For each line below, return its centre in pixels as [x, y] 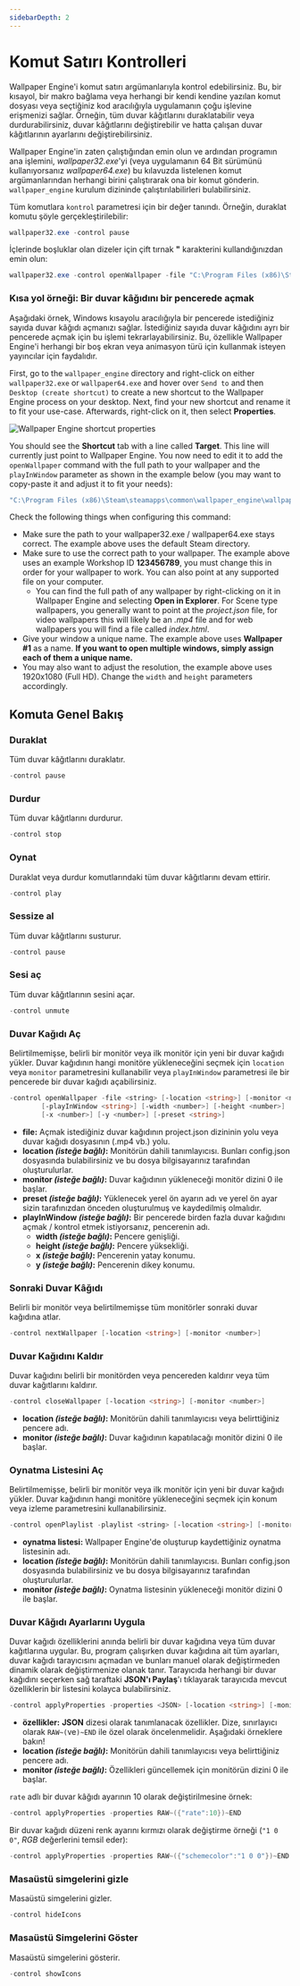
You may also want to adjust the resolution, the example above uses [147, 668]
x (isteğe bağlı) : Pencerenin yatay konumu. [115, 1255]
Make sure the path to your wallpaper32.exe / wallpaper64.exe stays [148, 534]
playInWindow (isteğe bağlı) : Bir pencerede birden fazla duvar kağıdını [154, 1217]
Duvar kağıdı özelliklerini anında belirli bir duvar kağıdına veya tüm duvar [142, 1642]
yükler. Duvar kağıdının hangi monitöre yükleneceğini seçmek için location [147, 1063]
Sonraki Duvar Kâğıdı [56, 1288]
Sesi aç [25, 975]
